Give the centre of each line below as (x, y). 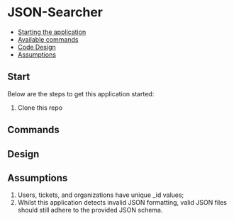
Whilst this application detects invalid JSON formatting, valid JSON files (122, 203)
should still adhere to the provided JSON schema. (90, 210)
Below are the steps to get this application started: (81, 93)
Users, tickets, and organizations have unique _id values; (101, 195)
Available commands (48, 39)
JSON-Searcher (55, 12)
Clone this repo (40, 108)
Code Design (37, 47)
